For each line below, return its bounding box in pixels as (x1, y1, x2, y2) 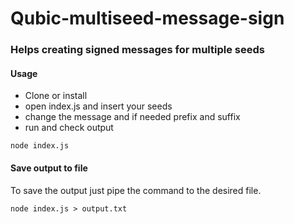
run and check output (24, 122, 114, 134)
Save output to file (10, 162, 88, 174)
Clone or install (24, 90, 88, 102)
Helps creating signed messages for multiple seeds (10, 43, 265, 57)
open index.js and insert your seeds (24, 100, 173, 112)
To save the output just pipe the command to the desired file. (10, 184, 262, 196)
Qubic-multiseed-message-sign (10, 7, 285, 30)
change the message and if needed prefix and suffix (24, 111, 241, 123)
